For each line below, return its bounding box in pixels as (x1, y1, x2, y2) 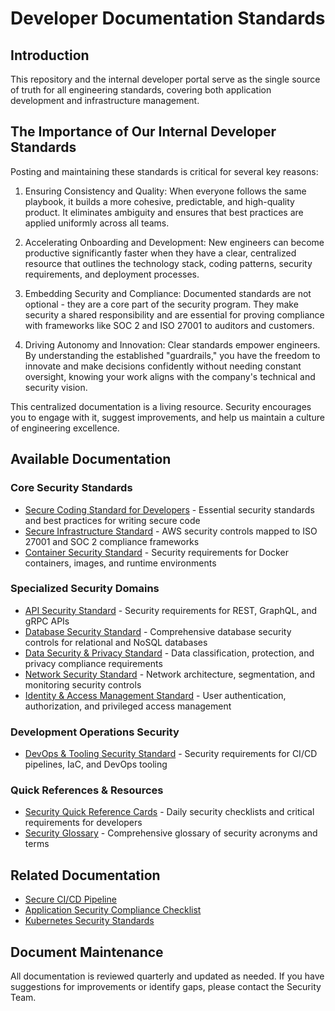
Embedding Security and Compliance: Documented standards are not (24, 287, 312, 299)
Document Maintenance (10, 943, 164, 961)
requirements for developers (24, 817, 143, 829)
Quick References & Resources (10, 783, 164, 797)
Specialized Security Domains (10, 582, 160, 596)
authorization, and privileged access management (24, 700, 232, 712)
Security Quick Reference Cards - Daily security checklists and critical (24, 806, 315, 818)
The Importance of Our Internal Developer (10, 123, 277, 141)
